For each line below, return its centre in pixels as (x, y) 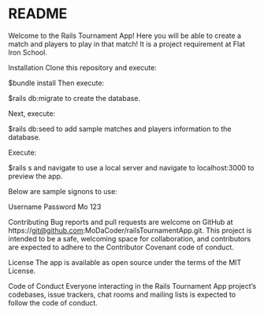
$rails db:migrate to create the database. (74, 98)
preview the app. (35, 176)
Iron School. (28, 52)
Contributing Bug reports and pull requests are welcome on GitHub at (121, 222)
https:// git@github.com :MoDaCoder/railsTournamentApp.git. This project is (130, 230)
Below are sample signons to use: (63, 191)
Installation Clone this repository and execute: (83, 67)
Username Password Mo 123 (55, 207)
